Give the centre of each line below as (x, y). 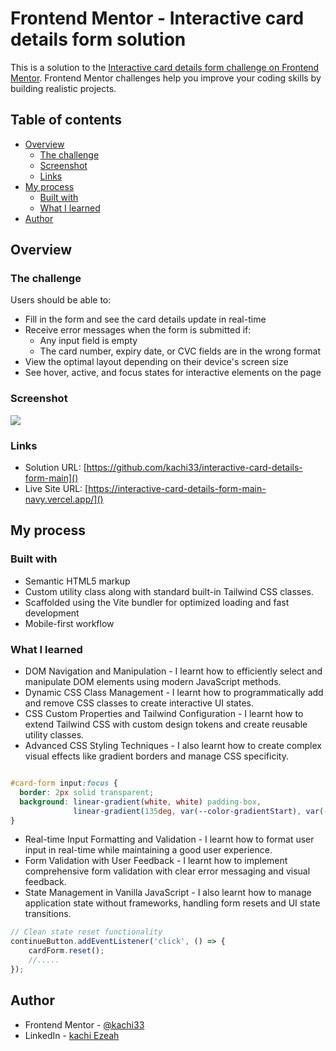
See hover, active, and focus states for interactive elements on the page (173, 373)
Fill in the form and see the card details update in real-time (145, 319)
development (52, 613)
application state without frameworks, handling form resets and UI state (172, 903)
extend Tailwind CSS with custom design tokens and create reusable (166, 724)
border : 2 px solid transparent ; (87, 792)
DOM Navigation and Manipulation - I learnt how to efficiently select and (173, 671)
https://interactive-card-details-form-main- (177, 489)
